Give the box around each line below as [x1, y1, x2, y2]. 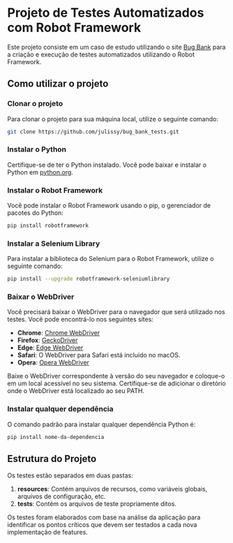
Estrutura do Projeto [7, 453, 97, 465]
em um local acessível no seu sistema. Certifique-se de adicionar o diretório [7, 379, 226, 388]
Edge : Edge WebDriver [17, 343, 84, 352]
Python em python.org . [7, 168, 73, 176]
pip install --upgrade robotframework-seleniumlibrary [7, 276, 170, 283]
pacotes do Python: [7, 209, 64, 217]
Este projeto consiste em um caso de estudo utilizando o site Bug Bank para [7, 43, 226, 51]
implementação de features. [7, 528, 89, 537]
